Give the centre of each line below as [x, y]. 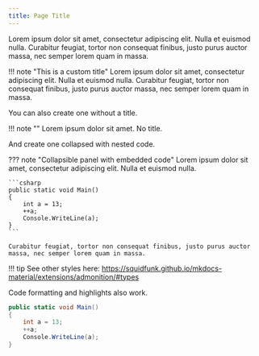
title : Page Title [39, 16]
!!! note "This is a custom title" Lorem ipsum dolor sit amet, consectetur [126, 71]
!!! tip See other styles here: [54, 268]
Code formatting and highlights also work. [78, 292]
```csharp [25, 183]
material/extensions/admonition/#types [74, 277]
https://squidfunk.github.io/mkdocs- [162, 268]
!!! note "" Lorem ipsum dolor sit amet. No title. [86, 128]
